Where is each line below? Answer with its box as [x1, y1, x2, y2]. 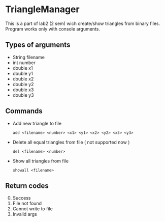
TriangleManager [5, 4, 80, 15]
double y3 [12, 92, 34, 98]
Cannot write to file [12, 206, 53, 212]
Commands [5, 107, 43, 116]
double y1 [12, 70, 33, 76]
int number [12, 60, 36, 66]
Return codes [5, 181, 49, 190]
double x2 [12, 75, 34, 82]
